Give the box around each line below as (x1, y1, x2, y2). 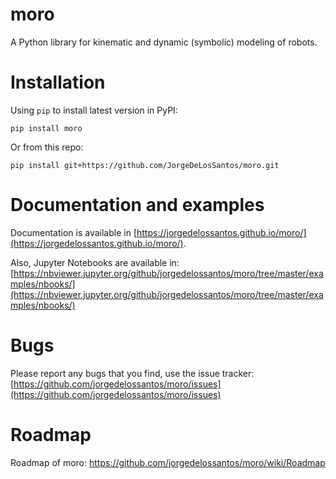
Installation (10, 71, 106, 94)
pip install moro (10, 123, 83, 133)
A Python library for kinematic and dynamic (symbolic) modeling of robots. (10, 36, 318, 48)
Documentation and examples (10, 194, 265, 217)
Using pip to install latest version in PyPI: (10, 104, 178, 116)
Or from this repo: (10, 141, 84, 153)
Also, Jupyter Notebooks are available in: (10, 256, 180, 268)
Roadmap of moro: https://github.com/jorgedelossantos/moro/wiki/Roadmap (10, 456, 326, 468)
